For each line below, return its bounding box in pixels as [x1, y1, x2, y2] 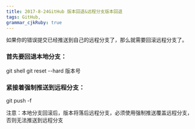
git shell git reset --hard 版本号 [6, 67, 81, 74]
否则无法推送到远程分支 [6, 116, 63, 124]
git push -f [6, 97, 32, 104]
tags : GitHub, [6, 14, 41, 20]
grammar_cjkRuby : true [6, 19, 62, 25]
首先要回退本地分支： [6, 52, 67, 61]
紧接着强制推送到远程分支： [6, 83, 85, 91]
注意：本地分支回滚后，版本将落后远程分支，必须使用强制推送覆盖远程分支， [6, 109, 193, 116]
